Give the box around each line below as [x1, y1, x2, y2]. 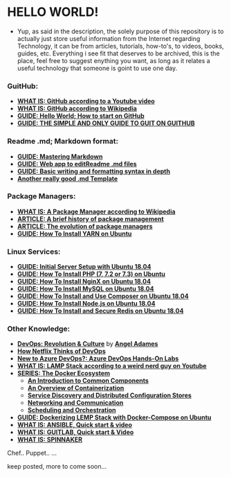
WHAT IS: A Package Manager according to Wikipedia [17, 207, 176, 216]
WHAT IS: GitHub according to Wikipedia [17, 105, 137, 113]
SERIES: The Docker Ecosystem [17, 369, 111, 378]
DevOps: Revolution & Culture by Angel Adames [17, 340, 158, 348]
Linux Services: [7, 247, 61, 257]
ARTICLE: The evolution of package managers [17, 222, 154, 230]
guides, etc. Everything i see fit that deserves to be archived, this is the [17, 49, 220, 58]
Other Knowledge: [7, 324, 71, 333]
